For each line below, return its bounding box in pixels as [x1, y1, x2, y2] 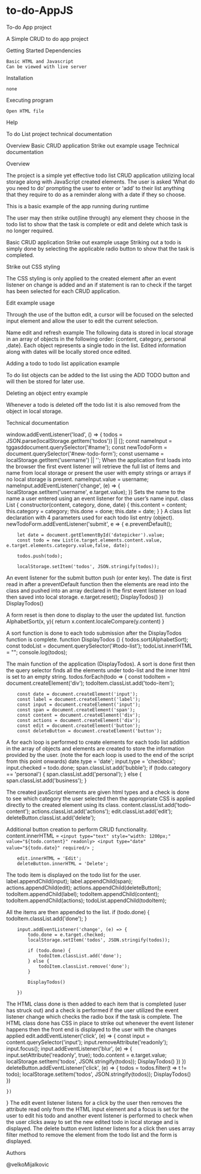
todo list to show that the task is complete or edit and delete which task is [6, 220, 188, 227]
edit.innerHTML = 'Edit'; [17, 855, 82, 861]
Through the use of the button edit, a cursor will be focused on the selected [6, 310, 194, 318]
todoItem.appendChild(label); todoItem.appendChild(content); [6, 890, 160, 897]
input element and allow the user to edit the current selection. [6, 317, 158, 324]
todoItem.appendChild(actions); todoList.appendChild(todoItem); [6, 897, 167, 904]
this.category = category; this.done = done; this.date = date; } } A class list [6, 507, 191, 514]
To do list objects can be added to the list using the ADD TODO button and [6, 371, 190, 378]
